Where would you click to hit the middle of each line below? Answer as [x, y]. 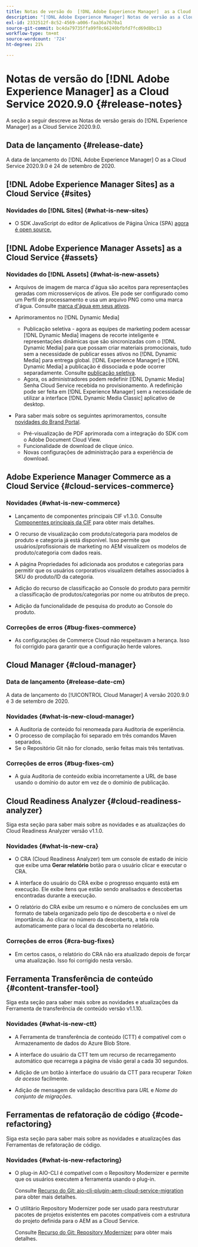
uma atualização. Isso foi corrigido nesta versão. [74, 960]
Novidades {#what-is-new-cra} [52, 846]
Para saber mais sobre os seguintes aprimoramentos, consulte [90, 415]
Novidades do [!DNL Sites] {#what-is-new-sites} [77, 210]
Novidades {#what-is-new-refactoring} [64, 1160]
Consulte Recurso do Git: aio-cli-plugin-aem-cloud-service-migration [99, 1190]
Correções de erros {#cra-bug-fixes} [60, 941]
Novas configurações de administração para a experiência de [98, 452]
